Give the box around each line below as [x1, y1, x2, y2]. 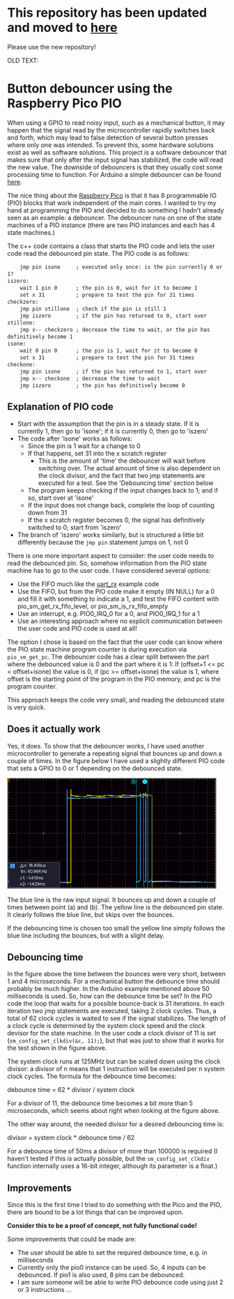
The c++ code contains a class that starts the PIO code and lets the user [7, 242, 215, 250]
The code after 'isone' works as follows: [17, 434, 132, 443]
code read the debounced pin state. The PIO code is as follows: [7, 249, 189, 257]
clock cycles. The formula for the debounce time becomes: [7, 1072, 177, 1081]
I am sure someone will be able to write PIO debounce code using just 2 [17, 1278, 224, 1286]
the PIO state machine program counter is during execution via [7, 645, 187, 653]
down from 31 [27, 508, 68, 516]
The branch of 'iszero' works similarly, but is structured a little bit [17, 530, 204, 539]
